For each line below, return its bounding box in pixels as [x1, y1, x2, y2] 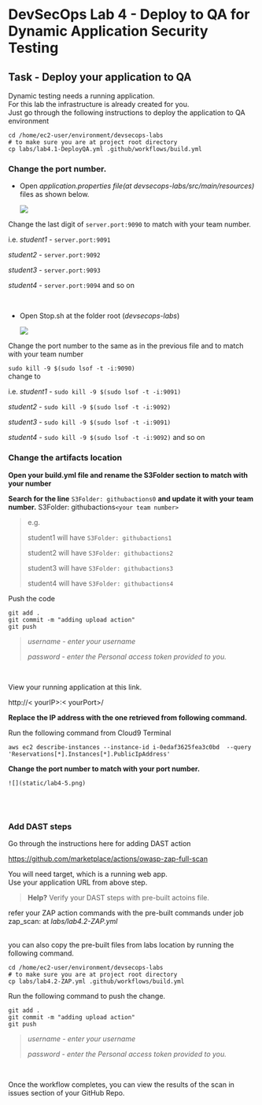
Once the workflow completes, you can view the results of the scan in [8, 1080, 234, 1089]
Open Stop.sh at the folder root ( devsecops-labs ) [19, 311, 180, 320]
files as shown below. [19, 190, 90, 199]
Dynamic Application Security [8, 22, 208, 40]
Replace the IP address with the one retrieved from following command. [8, 712, 248, 722]
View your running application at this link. [8, 682, 142, 692]
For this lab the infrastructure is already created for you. [8, 100, 190, 109]
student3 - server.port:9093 [8, 265, 101, 275]
